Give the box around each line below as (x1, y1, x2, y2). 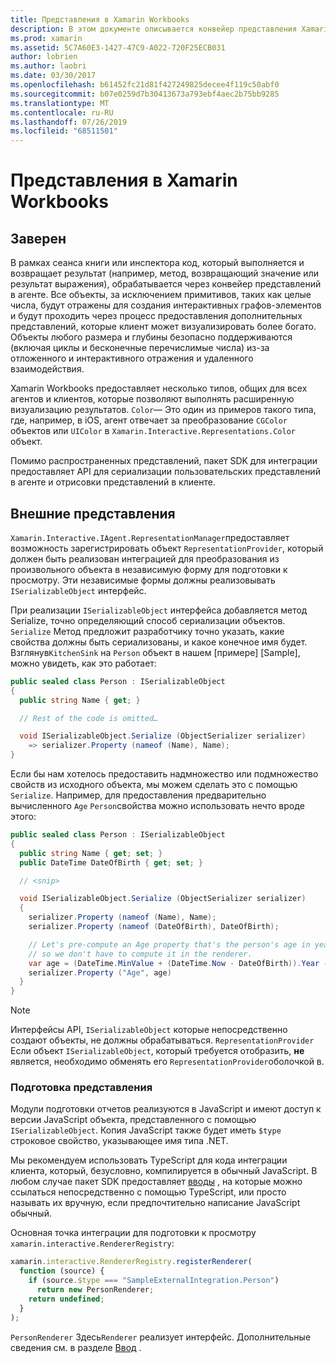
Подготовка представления (10, 1081, 153, 1095)
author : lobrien (10, 52, 78, 62)
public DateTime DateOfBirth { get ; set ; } (19, 857, 203, 868)
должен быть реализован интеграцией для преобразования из (10, 552, 280, 565)
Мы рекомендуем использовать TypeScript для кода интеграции (10, 1154, 288, 1166)
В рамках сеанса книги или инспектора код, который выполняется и (10, 257, 305, 269)
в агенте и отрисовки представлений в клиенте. (10, 476, 216, 488)
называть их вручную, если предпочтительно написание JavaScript (10, 1197, 301, 1209)
